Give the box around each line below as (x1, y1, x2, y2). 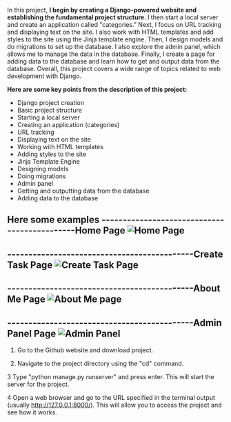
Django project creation (17, 99, 85, 106)
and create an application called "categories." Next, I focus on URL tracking (7, 21, 222, 28)
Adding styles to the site (17, 150, 86, 158)
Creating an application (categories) (17, 121, 120, 128)
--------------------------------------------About (7, 282, 221, 294)
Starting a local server (17, 113, 81, 122)
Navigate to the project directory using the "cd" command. (17, 359, 184, 367)
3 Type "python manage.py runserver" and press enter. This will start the (7, 372, 215, 381)
